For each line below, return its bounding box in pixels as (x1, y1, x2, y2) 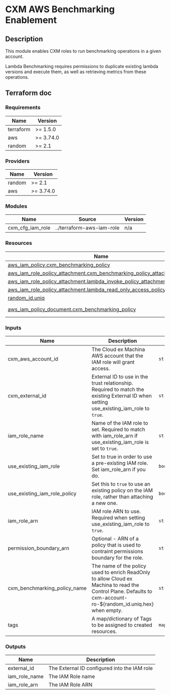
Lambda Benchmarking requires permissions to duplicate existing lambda (5, 64, 158, 69)
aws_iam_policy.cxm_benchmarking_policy (8, 261, 110, 268)
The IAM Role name (48, 673, 95, 680)
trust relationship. (91, 380, 133, 387)
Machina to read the (91, 581, 139, 588)
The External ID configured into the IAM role (48, 665, 153, 672)
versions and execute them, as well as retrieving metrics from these (5, 69, 147, 75)
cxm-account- (91, 594, 128, 601)
